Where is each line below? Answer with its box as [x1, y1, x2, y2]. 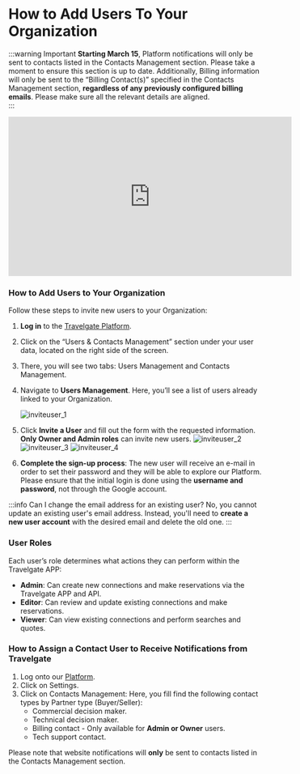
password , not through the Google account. [19, 484, 167, 494]
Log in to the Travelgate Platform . [19, 321, 132, 331]
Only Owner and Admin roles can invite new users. [19, 434, 192, 444]
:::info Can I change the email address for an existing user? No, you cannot [8, 500, 257, 510]
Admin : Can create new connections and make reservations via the [19, 580, 245, 589]
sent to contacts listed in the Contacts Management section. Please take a [8, 57, 256, 67]
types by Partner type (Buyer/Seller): [19, 697, 143, 707]
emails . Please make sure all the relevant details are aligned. [8, 91, 210, 101]
